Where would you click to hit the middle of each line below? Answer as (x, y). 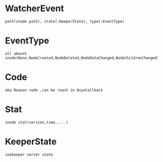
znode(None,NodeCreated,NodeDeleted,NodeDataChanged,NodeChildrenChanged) (82, 58)
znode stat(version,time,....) (37, 122)
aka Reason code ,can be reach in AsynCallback (54, 90)
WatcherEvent (34, 9)
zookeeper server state (29, 154)
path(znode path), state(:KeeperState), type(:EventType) (65, 21)
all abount (16, 54)
